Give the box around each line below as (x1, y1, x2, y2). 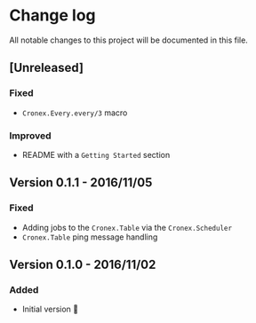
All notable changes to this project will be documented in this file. (9, 35, 249, 45)
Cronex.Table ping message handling (21, 232, 158, 242)
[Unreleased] (9, 60, 84, 75)
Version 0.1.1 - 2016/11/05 (9, 175, 153, 191)
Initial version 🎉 (21, 303, 78, 315)
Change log (9, 5, 96, 26)
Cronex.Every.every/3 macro (21, 107, 128, 118)
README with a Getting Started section (21, 149, 171, 160)
